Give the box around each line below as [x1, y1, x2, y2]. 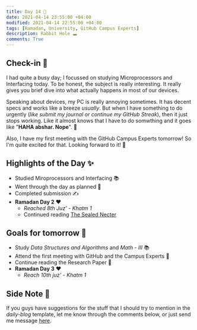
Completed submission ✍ [14, 189, 79, 196]
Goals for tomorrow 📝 [6, 228, 87, 238]
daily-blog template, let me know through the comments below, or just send [6, 311, 191, 318]
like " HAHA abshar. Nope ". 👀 [6, 123, 77, 131]
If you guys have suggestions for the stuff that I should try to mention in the [6, 304, 191, 312]
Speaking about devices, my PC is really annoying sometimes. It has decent [6, 98, 192, 105]
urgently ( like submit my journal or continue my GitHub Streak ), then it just [6, 110, 188, 118]
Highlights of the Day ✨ [6, 158, 94, 169]
